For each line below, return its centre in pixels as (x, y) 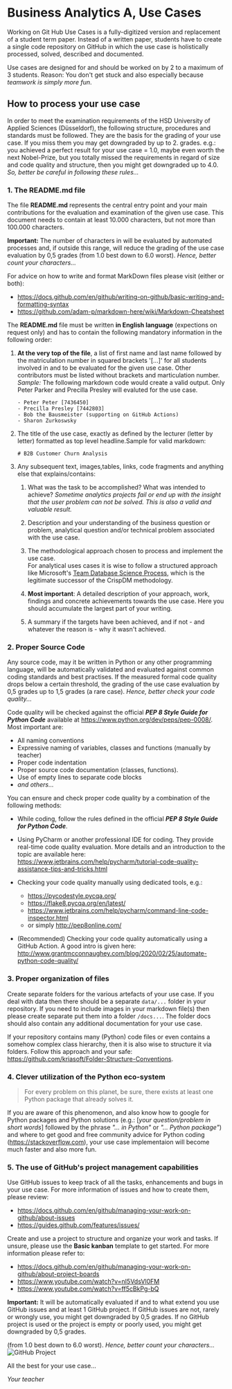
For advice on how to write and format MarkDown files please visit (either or (116, 276)
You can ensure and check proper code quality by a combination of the (109, 798)
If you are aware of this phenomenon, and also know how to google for (108, 1112)
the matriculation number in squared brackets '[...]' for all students (112, 361)
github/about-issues (46, 1218)
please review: (28, 1197)
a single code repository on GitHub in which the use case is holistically (108, 46)
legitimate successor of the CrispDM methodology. (100, 580)
